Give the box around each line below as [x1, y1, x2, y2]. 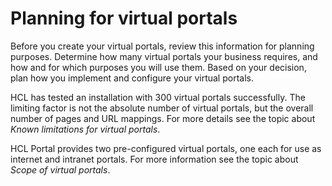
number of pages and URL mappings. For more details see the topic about [10, 112, 316, 124]
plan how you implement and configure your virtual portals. [10, 72, 254, 84]
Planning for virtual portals [10, 7, 238, 30]
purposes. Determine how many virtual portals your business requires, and [10, 50, 318, 62]
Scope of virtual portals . [10, 163, 111, 176]
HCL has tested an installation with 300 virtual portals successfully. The [10, 91, 306, 103]
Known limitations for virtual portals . [10, 123, 161, 135]
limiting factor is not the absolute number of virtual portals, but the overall [10, 102, 314, 114]
